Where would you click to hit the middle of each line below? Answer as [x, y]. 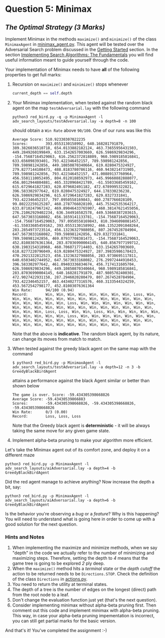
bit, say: [13, 487]
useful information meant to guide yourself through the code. [67, 60]
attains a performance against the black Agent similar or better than [81, 381]
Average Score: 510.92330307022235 [49, 139]
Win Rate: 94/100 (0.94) [43, 290]
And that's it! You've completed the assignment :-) [56, 631]
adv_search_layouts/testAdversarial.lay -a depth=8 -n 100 [74, 121]
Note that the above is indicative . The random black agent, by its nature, [86, 334]
